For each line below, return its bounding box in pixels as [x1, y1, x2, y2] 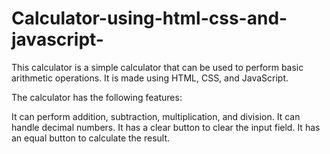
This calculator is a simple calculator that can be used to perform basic [11, 61, 304, 73]
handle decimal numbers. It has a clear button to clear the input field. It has [11, 121, 321, 133]
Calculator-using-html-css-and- [11, 7, 288, 30]
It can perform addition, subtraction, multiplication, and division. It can [11, 110, 301, 122]
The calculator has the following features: [11, 91, 183, 103]
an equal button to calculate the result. [11, 132, 171, 144]
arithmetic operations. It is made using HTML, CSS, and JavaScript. [11, 72, 289, 84]
